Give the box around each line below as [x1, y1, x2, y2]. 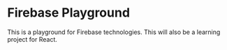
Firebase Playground [7, 5, 131, 21]
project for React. [7, 35, 58, 43]
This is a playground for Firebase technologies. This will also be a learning [7, 28, 221, 36]
